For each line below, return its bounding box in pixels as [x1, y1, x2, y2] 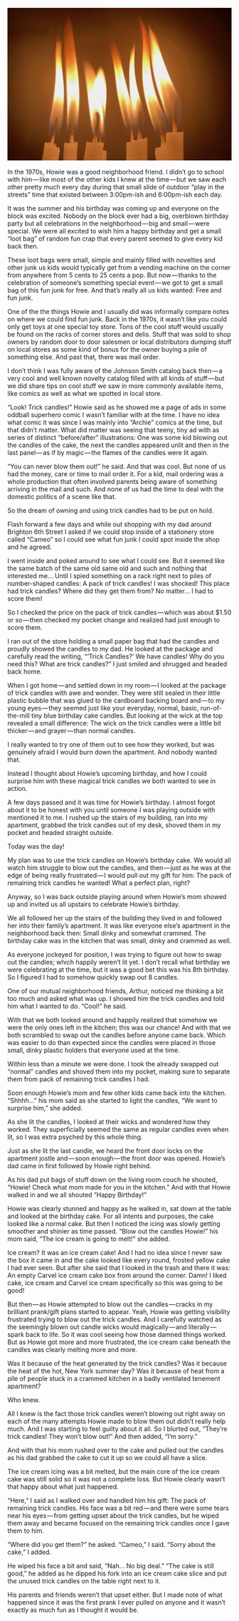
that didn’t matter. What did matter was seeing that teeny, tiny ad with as [7, 426, 220, 434]
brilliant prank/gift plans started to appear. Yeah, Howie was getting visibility [7, 1308, 230, 1316]
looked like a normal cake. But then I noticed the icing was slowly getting [7, 1219, 221, 1228]
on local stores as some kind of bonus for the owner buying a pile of [7, 345, 208, 354]
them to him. [7, 1526, 44, 1535]
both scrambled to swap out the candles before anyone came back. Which [7, 1031, 226, 1039]
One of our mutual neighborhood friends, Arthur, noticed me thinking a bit [7, 987, 224, 995]
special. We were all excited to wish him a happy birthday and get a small [7, 227, 222, 236]
